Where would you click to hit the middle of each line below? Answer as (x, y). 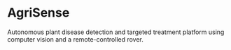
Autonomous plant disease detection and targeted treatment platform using (116, 32)
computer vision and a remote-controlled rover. (75, 39)
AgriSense (38, 13)
